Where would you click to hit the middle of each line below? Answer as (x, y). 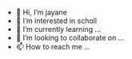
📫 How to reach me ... (53, 47)
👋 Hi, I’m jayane (42, 12)
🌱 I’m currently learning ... (58, 29)
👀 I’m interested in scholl (56, 21)
